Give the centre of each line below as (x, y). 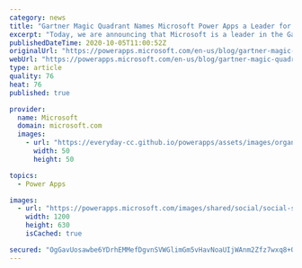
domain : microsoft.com (60, 126)
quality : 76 (31, 76)
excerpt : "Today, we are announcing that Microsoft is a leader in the (146, 34)
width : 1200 (48, 217)
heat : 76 (26, 85)
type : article (36, 68)
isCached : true (54, 234)
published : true (40, 93)
